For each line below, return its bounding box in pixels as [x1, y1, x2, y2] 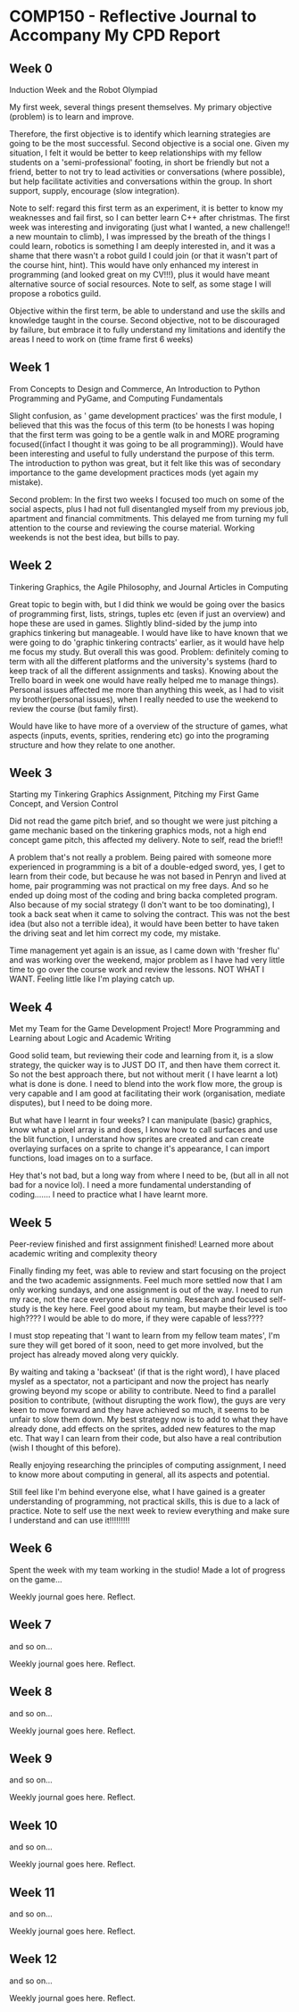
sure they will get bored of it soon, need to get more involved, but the [9, 1340, 264, 1350]
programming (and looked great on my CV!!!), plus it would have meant [9, 270, 270, 280]
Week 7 [9, 1617, 52, 1632]
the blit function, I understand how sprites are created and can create [9, 1134, 265, 1145]
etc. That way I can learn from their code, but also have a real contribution [9, 1433, 282, 1444]
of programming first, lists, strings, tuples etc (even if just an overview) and [9, 608, 286, 619]
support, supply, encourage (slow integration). [9, 186, 180, 196]
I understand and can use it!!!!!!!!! [9, 1515, 130, 1526]
